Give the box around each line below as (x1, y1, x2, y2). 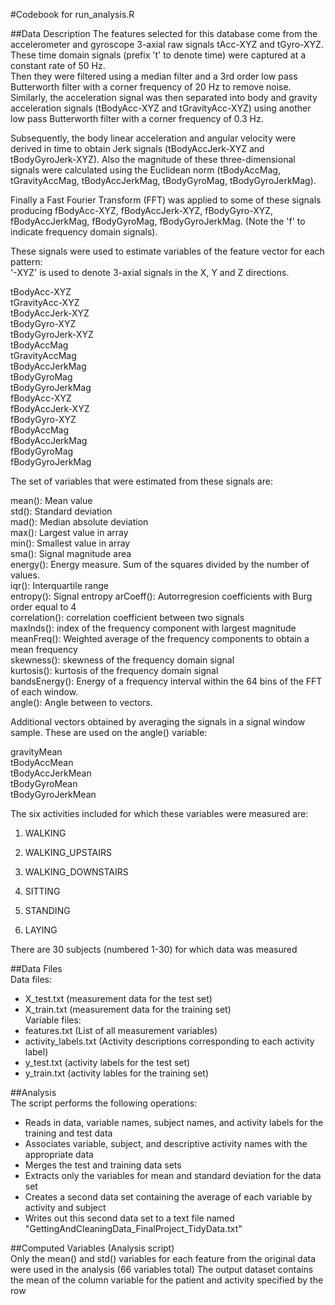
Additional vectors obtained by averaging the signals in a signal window (10, 716, 306, 728)
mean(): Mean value (10, 495, 93, 506)
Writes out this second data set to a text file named (24, 1212, 235, 1224)
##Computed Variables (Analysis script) (10, 1242, 175, 1254)
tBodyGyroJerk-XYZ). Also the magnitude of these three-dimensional (10, 154, 296, 165)
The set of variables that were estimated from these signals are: (10, 475, 273, 487)
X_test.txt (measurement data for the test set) (24, 993, 213, 1004)
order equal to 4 (10, 601, 77, 613)
